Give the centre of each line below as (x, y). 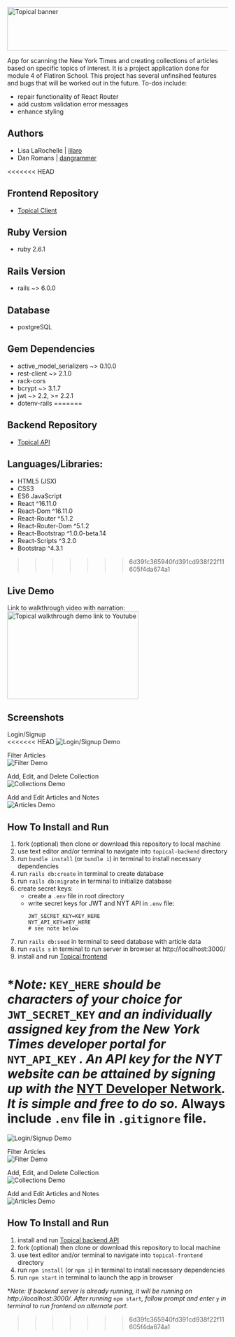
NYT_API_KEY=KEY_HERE (59, 922)
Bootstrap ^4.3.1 (40, 548)
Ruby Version (37, 232)
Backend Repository (52, 425)
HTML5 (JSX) (37, 481)
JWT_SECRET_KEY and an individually (110, 1014)
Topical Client (37, 210)
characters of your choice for (94, 1000)
